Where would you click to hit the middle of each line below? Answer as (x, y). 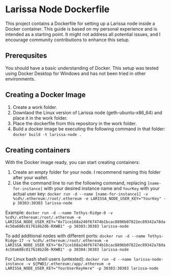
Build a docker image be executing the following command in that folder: (89, 129)
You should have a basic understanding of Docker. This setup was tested (82, 68)
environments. (20, 79)
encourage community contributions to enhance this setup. (68, 40)
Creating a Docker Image (45, 95)
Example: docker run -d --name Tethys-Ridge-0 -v (59, 213)
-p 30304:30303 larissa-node (98, 250)
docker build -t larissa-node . (47, 134)
